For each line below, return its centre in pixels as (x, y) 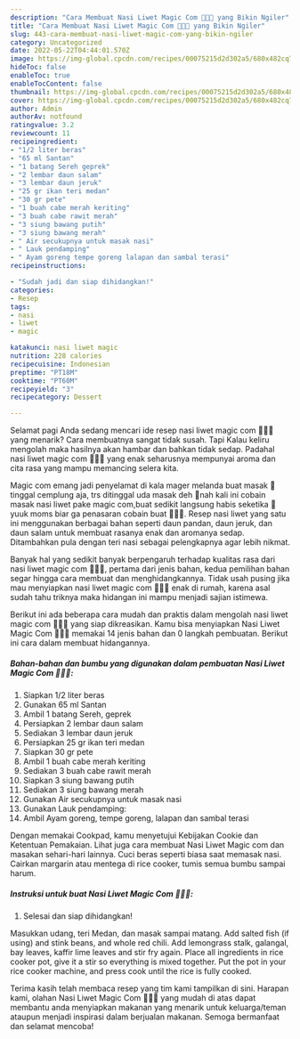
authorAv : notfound (46, 117)
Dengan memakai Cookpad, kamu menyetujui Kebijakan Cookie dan (134, 836)
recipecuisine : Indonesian (60, 364)
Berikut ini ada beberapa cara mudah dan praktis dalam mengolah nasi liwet (149, 614)
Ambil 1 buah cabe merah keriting (84, 761)
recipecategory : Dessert (56, 397)
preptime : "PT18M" (44, 372)
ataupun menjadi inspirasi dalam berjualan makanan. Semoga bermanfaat (145, 1017)
